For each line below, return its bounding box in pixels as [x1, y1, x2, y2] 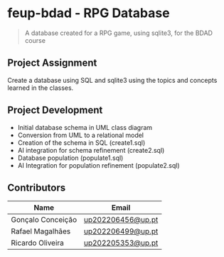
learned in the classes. [7, 84, 74, 92]
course [24, 36, 46, 44]
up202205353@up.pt [83, 238, 159, 248]
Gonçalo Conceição [11, 215, 77, 225]
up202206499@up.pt [83, 226, 159, 236]
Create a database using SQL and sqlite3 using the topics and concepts [7, 76, 218, 84]
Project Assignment [7, 57, 97, 69]
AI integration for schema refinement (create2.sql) [17, 146, 165, 154]
